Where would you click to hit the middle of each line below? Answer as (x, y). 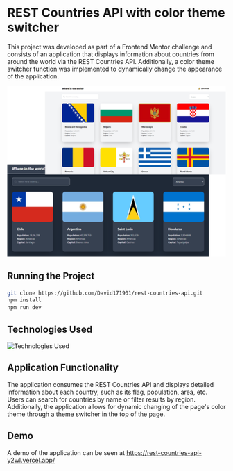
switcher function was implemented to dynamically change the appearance (115, 69)
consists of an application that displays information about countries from (111, 54)
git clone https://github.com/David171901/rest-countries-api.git (105, 293)
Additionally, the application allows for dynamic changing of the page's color (116, 406)
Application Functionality (63, 368)
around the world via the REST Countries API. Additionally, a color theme (111, 61)
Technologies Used (50, 329)
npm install (24, 300)
